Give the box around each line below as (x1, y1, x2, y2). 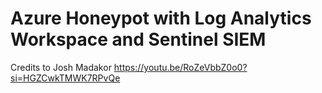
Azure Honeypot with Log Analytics (10, 7, 312, 30)
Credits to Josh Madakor (10, 61, 112, 73)
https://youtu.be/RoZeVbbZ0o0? (113, 61, 248, 73)
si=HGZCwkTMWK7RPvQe (10, 72, 121, 84)
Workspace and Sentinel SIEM (10, 28, 267, 51)
